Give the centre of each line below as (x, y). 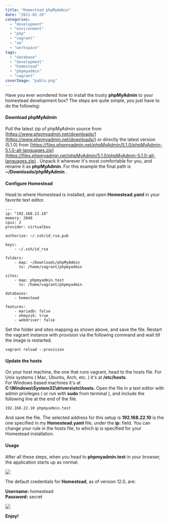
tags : (11, 52)
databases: (17, 294)
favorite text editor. (25, 200)
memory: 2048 (19, 218)
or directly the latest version (126, 139)
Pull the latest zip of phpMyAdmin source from (53, 128)
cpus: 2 (13, 223)
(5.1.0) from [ (18, 144)
